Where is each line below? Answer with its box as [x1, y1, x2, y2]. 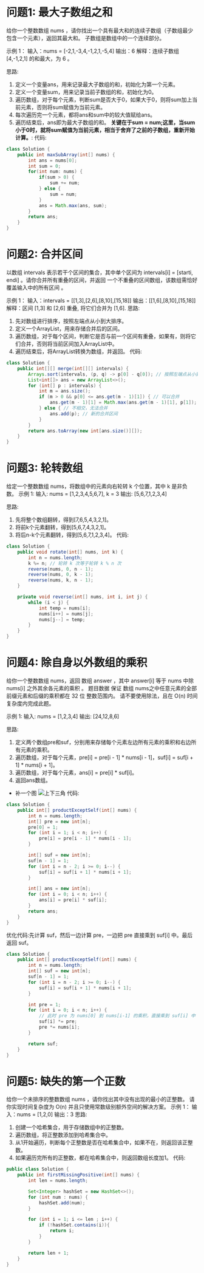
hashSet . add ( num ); [38, 1199, 86, 1206]
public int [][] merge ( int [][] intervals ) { [17, 365, 129, 371]
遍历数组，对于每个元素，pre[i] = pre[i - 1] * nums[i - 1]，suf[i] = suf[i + [15, 754, 194, 761]
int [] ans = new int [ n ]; [28, 885, 91, 892]
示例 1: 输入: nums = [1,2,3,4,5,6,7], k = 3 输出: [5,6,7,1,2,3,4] [18, 490, 167, 498]
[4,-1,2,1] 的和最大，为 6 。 [6, 55, 73, 62]
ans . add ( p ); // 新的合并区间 [49, 411, 118, 417]
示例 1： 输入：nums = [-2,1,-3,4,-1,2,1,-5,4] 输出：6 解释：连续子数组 [6, 47, 179, 55]
